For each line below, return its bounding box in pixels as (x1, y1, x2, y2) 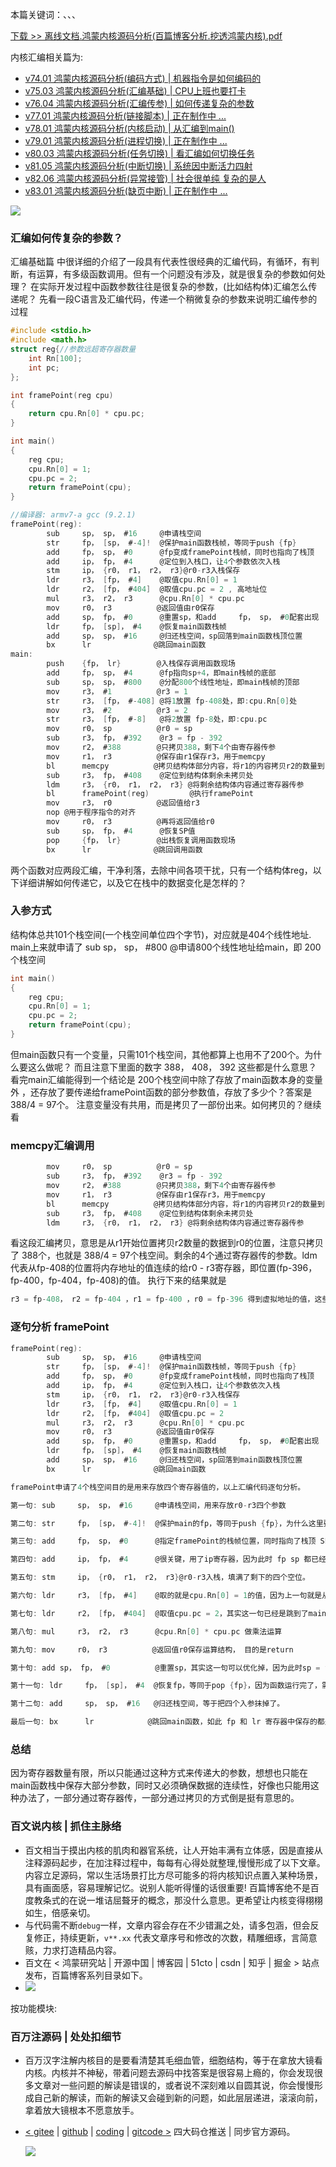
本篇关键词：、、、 (10, 9, 81, 20)
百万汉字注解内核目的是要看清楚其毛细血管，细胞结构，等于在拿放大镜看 (24, 2054, 323, 2066)
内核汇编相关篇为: (10, 51, 84, 63)
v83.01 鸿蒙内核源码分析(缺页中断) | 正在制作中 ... (24, 185, 228, 197)
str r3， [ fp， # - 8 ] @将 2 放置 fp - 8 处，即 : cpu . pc (46, 714, 268, 725)
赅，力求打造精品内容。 (24, 1944, 122, 1956)
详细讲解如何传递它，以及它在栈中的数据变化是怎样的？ (18, 876, 247, 888)
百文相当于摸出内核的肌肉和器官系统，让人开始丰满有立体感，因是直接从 (24, 1844, 323, 1856)
